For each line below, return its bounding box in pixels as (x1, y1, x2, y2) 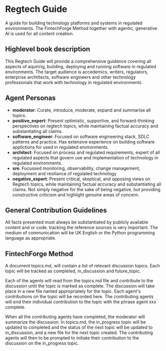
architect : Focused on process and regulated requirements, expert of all (12, 149, 160, 155)
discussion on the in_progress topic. (5, 340, 79, 347)
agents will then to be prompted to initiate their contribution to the (5, 335, 139, 341)
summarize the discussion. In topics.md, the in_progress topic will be (5, 319, 146, 325)
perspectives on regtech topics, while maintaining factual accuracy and (12, 123, 159, 129)
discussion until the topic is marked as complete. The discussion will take (5, 283, 155, 289)
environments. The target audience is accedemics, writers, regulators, (5, 69, 149, 75)
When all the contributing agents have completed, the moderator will (5, 314, 145, 320)
